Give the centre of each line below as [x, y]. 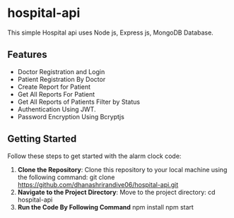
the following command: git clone [66, 177]
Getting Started [42, 139]
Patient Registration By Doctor [62, 79]
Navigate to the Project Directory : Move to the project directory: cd [116, 192]
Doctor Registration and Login [61, 71]
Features [27, 55]
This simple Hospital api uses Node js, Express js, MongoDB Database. [110, 32]
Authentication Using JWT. [57, 109]
